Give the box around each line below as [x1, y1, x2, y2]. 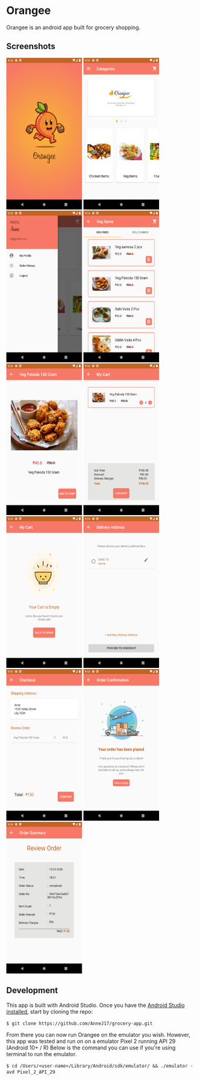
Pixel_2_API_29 [17, 1069, 56, 1075]
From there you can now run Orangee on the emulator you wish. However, [6, 1031, 191, 1038]
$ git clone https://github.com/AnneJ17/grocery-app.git [6, 1020, 153, 1026]
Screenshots [6, 41, 56, 52]
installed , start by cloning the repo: [6, 1008, 93, 1015]
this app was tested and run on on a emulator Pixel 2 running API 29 [6, 1037, 176, 1045]
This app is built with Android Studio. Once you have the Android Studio [6, 1002, 185, 1009]
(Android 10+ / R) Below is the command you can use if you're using [6, 1044, 176, 1051]
